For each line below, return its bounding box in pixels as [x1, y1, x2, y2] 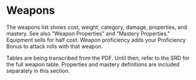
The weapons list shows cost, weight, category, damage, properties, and [6, 23, 188, 31]
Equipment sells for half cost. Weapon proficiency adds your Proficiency [6, 36, 186, 43]
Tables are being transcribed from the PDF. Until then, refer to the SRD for [6, 54, 190, 61]
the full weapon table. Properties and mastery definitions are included [6, 61, 180, 68]
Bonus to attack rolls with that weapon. [6, 43, 103, 50]
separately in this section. [6, 67, 71, 74]
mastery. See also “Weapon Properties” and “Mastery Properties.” [6, 29, 170, 37]
